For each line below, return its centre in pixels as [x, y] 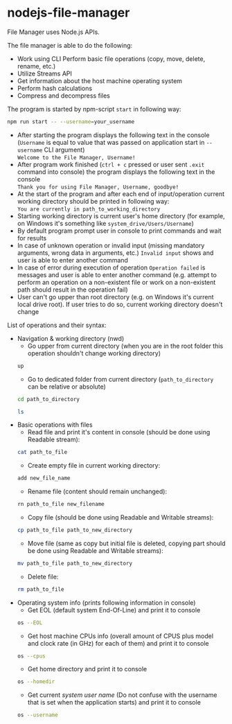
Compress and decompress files [64, 96]
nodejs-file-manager [69, 13]
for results [32, 238]
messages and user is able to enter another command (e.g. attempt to [117, 274]
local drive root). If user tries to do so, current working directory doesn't [120, 304]
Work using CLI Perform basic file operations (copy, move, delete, [111, 59]
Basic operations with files [55, 425]
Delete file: [43, 576]
